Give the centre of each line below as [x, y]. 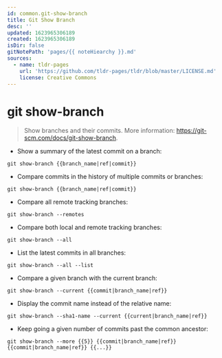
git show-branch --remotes [46, 215]
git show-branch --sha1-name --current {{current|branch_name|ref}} [107, 316]
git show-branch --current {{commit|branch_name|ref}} [87, 291]
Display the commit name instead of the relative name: [94, 304]
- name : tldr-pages [41, 65]
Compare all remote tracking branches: [73, 202]
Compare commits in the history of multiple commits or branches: [110, 177]
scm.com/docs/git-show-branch [70, 138]
